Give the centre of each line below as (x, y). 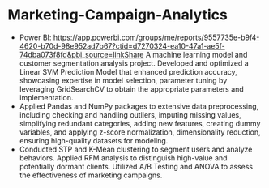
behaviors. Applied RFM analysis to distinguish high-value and (123, 158)
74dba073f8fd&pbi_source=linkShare (81, 54)
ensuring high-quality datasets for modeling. (94, 140)
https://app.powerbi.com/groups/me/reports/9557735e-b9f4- (156, 37)
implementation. (46, 97)
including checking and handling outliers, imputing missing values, (130, 114)
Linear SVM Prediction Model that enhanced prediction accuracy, (128, 71)
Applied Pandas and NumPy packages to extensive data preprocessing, (139, 106)
